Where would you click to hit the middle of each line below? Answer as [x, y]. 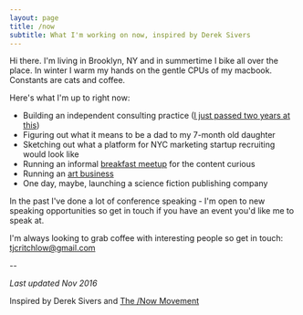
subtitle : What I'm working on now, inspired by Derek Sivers [130, 35]
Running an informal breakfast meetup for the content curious [139, 164]
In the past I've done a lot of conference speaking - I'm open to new [137, 201]
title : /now [32, 26]
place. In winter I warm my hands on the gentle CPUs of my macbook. [141, 70]
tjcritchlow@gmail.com [52, 248]
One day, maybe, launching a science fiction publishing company [145, 184]
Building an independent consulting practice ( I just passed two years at [156, 116]
